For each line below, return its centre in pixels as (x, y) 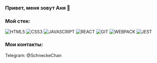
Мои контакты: (24, 45)
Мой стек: (18, 21)
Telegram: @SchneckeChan (33, 55)
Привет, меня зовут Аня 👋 (38, 8)
